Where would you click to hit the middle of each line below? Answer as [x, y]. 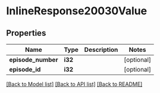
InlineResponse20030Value [77, 11]
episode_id [25, 69]
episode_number [34, 60]
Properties [26, 33]
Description [101, 50]
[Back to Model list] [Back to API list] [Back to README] [74, 84]
